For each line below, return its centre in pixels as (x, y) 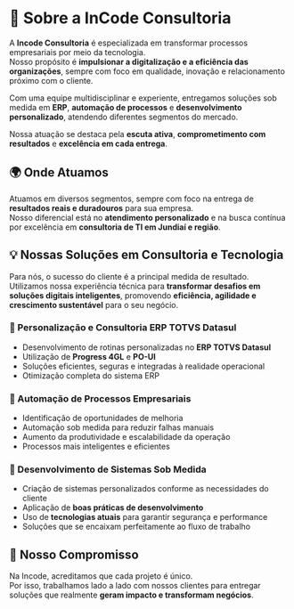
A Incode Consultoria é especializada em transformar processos (128, 43)
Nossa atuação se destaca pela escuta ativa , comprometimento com (138, 134)
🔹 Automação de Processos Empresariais (100, 398)
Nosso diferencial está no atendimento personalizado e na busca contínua (147, 217)
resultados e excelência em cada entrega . (88, 143)
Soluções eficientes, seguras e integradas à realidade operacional (143, 366)
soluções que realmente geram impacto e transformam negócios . (131, 595)
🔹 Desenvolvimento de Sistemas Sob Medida (108, 469)
